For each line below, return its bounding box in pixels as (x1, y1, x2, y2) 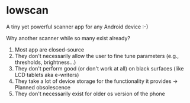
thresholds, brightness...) (14, 59, 76, 66)
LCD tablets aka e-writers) (14, 71, 79, 78)
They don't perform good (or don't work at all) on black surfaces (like (14, 65, 184, 72)
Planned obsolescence (14, 83, 71, 91)
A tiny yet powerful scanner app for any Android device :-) (6, 23, 149, 30)
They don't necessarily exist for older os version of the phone (14, 90, 166, 97)
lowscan (6, 4, 49, 17)
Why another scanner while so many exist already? (6, 34, 130, 41)
